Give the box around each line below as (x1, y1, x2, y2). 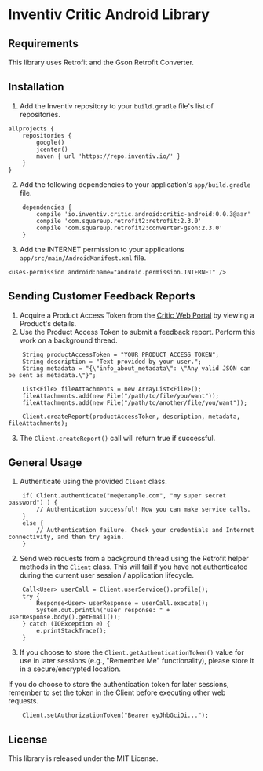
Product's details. (19, 318, 77, 328)
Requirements (8, 37, 79, 50)
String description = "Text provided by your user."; (22, 358, 202, 365)
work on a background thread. (19, 336, 118, 345)
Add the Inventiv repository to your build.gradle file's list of (19, 101, 214, 111)
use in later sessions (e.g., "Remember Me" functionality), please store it (19, 656, 254, 666)
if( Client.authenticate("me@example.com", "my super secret (22, 492, 226, 500)
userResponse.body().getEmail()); (8, 613, 122, 622)
